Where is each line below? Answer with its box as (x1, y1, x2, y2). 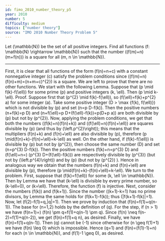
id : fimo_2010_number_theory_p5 (5, 7, 71, 12)
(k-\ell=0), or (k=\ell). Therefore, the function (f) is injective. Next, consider (5, 183, 156, 189)
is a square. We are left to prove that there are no (53, 79, 153, 84)
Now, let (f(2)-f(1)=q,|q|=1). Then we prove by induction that (5, 199, 127, 205)
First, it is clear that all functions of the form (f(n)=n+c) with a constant (5, 68, 148, 74)
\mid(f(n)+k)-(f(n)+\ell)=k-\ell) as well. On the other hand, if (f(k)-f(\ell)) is (5, 136, 154, 142)
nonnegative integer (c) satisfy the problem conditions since (5, 73, 127, 79)
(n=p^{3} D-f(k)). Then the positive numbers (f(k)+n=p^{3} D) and (5, 147, 138, 152)
